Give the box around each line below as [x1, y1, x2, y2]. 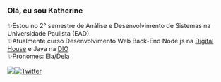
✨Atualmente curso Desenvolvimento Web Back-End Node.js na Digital [7, 37, 214, 46]
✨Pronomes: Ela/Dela [7, 52, 70, 61]
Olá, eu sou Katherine [7, 6, 83, 15]
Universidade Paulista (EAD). [7, 29, 92, 38]
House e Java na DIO [7, 45, 69, 53]
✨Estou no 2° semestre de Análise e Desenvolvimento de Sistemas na [7, 22, 211, 30]
